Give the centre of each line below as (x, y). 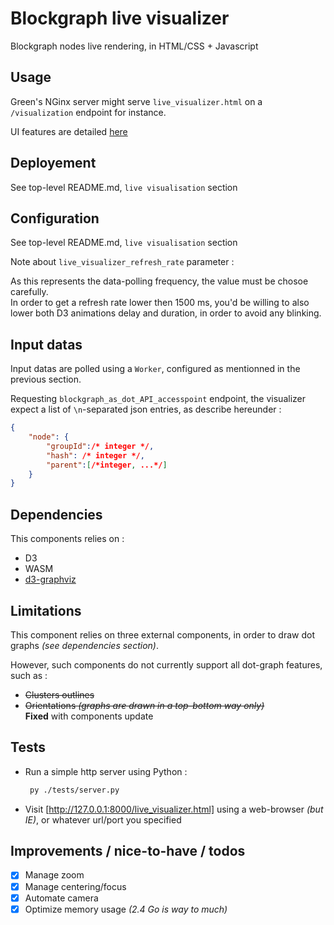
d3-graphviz (50, 579)
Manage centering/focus (75, 886)
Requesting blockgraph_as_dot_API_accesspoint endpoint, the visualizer (158, 399)
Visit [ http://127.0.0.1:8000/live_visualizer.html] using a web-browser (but (174, 809)
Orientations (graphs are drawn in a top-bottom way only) (144, 705)
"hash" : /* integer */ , (95, 455)
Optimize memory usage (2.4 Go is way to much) (126, 909)
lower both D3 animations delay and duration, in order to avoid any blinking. (166, 313)
